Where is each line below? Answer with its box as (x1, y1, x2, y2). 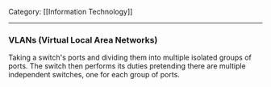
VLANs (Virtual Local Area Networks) (8, 34, 158, 45)
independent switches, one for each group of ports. (8, 70, 180, 80)
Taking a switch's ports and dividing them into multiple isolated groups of (8, 52, 252, 63)
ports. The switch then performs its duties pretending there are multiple (8, 61, 246, 71)
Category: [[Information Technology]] (8, 7, 133, 16)
